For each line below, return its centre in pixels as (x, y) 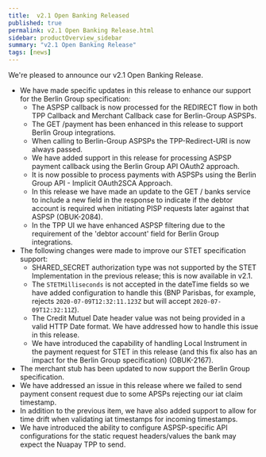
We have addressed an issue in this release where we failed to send (131, 385)
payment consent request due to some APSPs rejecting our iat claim (131, 394)
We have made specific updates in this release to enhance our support (135, 90)
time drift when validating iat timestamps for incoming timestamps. (129, 419)
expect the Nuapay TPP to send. (73, 444)
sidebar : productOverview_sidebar (66, 38)
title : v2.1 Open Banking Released (69, 15)
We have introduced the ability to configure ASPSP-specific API (123, 428)
